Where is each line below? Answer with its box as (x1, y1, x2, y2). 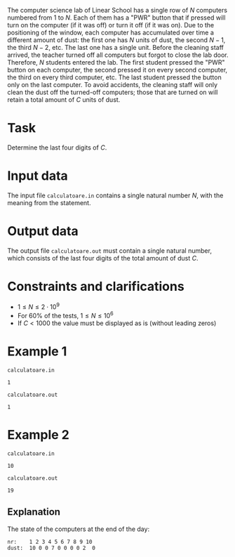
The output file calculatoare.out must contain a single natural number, (7, 246, 213, 255)
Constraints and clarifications (7, 279, 184, 294)
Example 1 (7, 343, 67, 360)
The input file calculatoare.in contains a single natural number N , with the (7, 191, 224, 199)
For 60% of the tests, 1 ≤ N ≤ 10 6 (17, 310, 114, 320)
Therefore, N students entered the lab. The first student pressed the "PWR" (7, 58, 225, 66)
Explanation (7, 506, 61, 518)
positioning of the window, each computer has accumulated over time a (7, 28, 214, 37)
